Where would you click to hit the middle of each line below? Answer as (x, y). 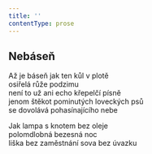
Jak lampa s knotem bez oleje (58, 126)
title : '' (25, 16)
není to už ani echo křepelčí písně (65, 93)
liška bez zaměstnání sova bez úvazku (73, 143)
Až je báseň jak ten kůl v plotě (59, 76)
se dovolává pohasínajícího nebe (63, 110)
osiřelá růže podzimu (43, 84)
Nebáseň (32, 56)
